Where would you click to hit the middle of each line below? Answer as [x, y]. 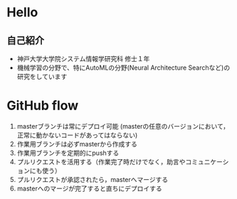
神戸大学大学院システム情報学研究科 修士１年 [83, 59]
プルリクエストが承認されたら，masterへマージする [93, 179]
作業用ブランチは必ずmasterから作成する [77, 144]
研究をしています [42, 76]
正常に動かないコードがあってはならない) [77, 135]
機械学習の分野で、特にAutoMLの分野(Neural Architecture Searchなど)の [123, 68]
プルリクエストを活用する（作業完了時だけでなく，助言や [101, 161]
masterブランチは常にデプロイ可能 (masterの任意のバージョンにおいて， [123, 126]
